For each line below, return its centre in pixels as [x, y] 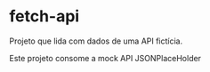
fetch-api [44, 16]
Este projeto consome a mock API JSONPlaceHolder [105, 58]
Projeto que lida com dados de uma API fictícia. [96, 41]
